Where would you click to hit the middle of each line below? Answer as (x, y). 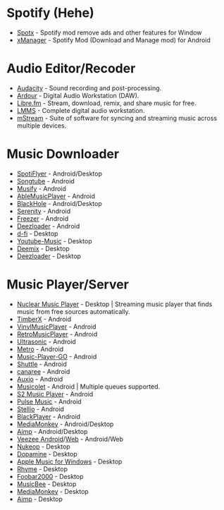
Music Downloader (63, 154)
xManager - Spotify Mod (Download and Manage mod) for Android (113, 40)
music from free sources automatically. (74, 311)
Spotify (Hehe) (50, 13)
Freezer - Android (42, 218)
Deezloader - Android (48, 226)
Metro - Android (40, 349)
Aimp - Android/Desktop (52, 431)
